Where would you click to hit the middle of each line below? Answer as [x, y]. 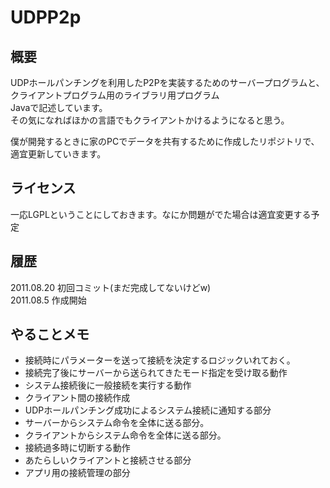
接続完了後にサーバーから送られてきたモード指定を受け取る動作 [156, 373]
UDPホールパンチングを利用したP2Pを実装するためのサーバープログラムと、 [167, 82]
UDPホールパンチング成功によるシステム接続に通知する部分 [148, 410]
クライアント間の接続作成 [77, 398]
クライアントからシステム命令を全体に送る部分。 [125, 435]
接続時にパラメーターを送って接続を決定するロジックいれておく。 [160, 360]
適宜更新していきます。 [58, 154]
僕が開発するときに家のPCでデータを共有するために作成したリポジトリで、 [165, 141]
